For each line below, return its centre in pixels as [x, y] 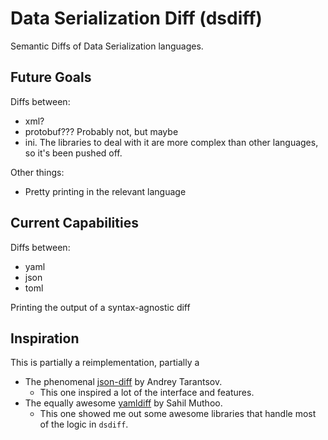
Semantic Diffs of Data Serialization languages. [107, 46]
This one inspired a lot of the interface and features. [147, 393]
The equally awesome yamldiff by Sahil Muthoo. [123, 403]
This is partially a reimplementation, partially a [105, 363]
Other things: [37, 172]
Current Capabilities [74, 223]
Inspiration [45, 338]
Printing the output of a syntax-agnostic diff [100, 307]
